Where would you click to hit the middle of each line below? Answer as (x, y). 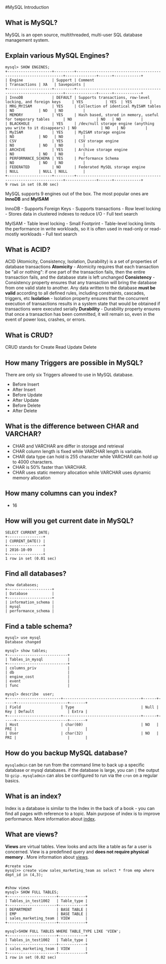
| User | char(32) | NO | (82, 734)
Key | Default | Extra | (46, 712)
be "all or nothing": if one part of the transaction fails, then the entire (75, 272)
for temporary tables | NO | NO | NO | (74, 119)
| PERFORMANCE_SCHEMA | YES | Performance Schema (62, 158)
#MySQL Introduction (27, 7)
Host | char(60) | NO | (84, 725)
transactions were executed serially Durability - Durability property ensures (83, 309)
